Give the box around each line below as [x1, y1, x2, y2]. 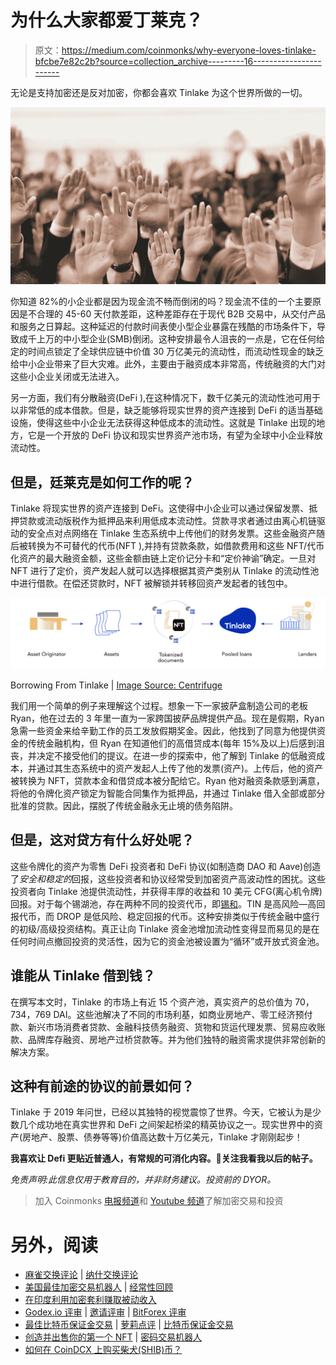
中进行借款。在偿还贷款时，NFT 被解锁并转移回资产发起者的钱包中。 [10, 577, 293, 590]
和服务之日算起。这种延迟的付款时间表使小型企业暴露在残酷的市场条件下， [10, 321, 317, 333]
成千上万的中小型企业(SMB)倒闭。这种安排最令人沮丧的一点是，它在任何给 [18, 333, 325, 345]
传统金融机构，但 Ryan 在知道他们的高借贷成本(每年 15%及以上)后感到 [27, 737, 317, 749]
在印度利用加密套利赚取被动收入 [24, 1294, 157, 1306]
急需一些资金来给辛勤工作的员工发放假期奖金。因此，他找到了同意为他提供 [10, 724, 317, 736]
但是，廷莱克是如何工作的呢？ [10, 474, 195, 491]
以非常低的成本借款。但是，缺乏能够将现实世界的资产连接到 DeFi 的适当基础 [10, 404, 323, 416]
